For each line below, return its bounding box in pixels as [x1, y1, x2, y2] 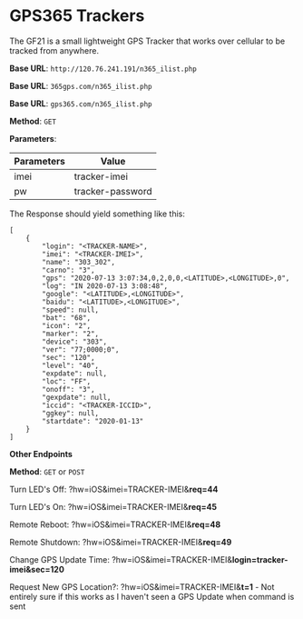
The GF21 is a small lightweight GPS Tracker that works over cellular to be [9, 35, 286, 46]
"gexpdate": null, [42, 393, 112, 402]
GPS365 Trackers [9, 5, 145, 26]
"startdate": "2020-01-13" [42, 416, 144, 425]
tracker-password [73, 185, 152, 197]
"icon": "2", [42, 321, 92, 330]
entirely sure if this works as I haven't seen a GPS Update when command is [9, 591, 295, 602]
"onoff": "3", [42, 384, 95, 394]
